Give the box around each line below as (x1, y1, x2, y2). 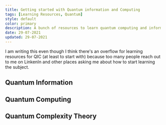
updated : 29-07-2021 (5, 35, 48, 40)
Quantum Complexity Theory (5, 112, 97, 121)
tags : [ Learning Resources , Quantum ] (5, 12, 83, 17)
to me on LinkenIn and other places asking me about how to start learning (5, 59, 155, 65)
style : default (5, 16, 37, 21)
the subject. (5, 64, 30, 70)
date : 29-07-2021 (5, 30, 41, 35)
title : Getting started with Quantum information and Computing (5, 7, 140, 12)
